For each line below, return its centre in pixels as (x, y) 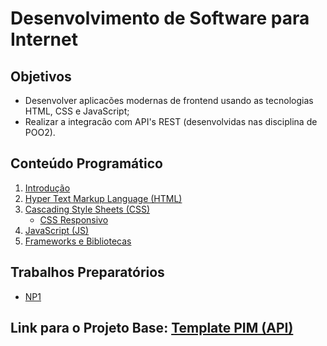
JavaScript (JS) (57, 230)
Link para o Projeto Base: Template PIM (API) (152, 328)
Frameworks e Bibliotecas (78, 241)
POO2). (40, 132)
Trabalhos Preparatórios (87, 272)
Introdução (47, 188)
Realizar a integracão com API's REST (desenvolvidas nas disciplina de (171, 121)
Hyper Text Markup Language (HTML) (103, 198)
